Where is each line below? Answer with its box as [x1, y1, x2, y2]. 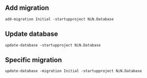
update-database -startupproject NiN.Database [5, 43, 101, 47]
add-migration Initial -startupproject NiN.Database [5, 16, 114, 21]
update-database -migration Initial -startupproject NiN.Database [5, 69, 142, 74]
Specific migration [5, 56, 62, 64]
